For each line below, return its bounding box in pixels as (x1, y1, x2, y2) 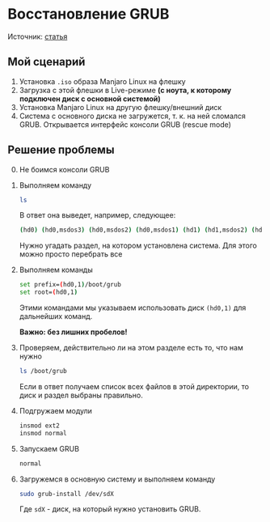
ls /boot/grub (19, 367, 67, 376)
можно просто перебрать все (19, 249, 123, 259)
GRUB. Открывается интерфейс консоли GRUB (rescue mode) (19, 119, 232, 129)
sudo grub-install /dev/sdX (19, 490, 114, 498)
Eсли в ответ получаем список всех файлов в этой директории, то (19, 381, 250, 391)
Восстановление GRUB (7, 5, 170, 23)
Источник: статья (7, 32, 68, 41)
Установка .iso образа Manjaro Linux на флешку (19, 76, 187, 86)
